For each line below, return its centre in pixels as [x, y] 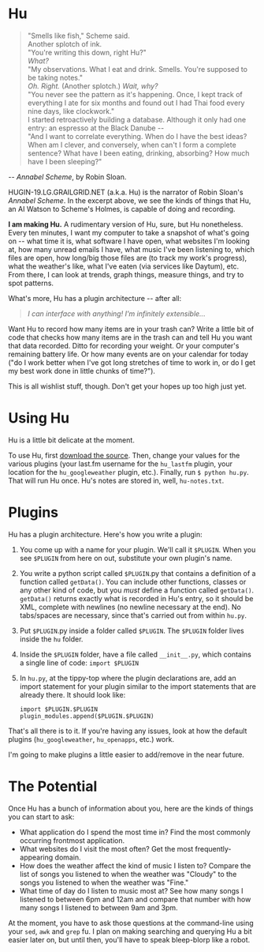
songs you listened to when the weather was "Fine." [104, 882]
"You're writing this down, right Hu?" [87, 52]
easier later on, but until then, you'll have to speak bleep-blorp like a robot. [129, 939]
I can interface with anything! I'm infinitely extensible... [117, 314]
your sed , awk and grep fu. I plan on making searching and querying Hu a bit [130, 931]
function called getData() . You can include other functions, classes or [133, 581]
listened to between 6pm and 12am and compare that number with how [135, 899]
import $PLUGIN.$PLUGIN [59, 709]
